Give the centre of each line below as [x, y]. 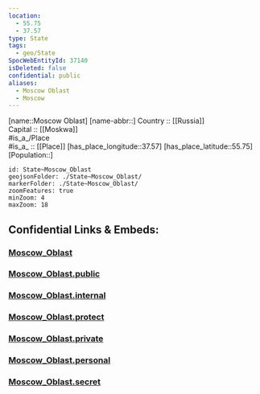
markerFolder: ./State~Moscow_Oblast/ [73, 184]
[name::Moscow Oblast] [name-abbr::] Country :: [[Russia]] [107, 121]
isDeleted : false [37, 68]
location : [25, 16]
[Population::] [31, 155]
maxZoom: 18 [28, 205]
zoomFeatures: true [41, 191]
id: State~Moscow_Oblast [50, 170]
